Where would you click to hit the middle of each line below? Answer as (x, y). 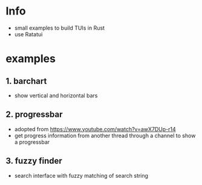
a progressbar (32, 142)
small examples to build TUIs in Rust (60, 28)
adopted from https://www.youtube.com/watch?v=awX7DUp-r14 (95, 129)
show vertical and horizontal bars (56, 96)
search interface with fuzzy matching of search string (81, 175)
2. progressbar (34, 115)
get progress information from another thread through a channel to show (105, 135)
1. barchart (26, 81)
